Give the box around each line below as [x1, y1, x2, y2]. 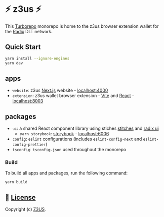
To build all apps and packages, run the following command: [5, 170, 128, 176]
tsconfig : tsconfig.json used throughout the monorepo [12, 147, 126, 153]
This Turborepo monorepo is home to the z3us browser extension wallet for [5, 23, 159, 29]
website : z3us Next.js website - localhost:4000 [12, 87, 108, 94]
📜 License [5, 193, 36, 202]
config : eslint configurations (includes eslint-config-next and [12, 136, 142, 142]
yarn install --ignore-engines [5, 56, 70, 61]
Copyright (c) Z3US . [5, 206, 46, 213]
